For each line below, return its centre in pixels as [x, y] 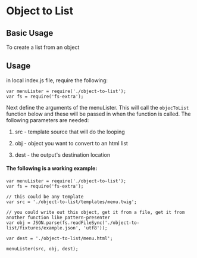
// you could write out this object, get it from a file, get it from [96, 213]
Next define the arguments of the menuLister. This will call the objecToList [98, 107]
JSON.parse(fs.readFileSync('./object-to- [86, 223]
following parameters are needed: [48, 120]
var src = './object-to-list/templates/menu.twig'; [71, 202]
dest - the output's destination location [62, 155]
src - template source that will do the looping [70, 132]
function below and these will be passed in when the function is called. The [99, 114]
